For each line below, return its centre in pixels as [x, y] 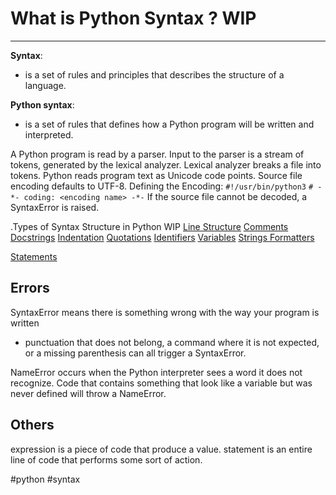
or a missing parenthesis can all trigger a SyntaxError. [135, 353]
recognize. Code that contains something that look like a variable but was [161, 383]
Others [32, 425]
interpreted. [49, 134]
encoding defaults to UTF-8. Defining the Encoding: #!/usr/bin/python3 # [162, 186]
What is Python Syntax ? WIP [133, 18]
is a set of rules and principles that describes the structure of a [154, 74]
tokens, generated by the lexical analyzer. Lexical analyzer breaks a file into [166, 164]
